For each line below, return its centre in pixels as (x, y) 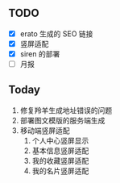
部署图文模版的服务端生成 (62, 120)
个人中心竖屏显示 (60, 140)
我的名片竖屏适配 (60, 171)
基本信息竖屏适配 (60, 150)
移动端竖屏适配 (45, 130)
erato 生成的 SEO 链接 (56, 33)
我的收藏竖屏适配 (60, 160)
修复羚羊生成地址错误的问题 (66, 110)
